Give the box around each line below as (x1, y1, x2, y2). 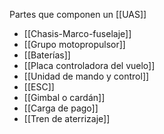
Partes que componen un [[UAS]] (9, 9, 147, 20)
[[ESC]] (23, 81, 55, 93)
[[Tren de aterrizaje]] (23, 113, 111, 124)
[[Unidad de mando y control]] (23, 70, 150, 82)
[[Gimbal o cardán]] (23, 92, 106, 103)
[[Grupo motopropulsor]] (23, 39, 126, 50)
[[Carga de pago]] (23, 102, 99, 114)
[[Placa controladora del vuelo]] (23, 60, 156, 71)
